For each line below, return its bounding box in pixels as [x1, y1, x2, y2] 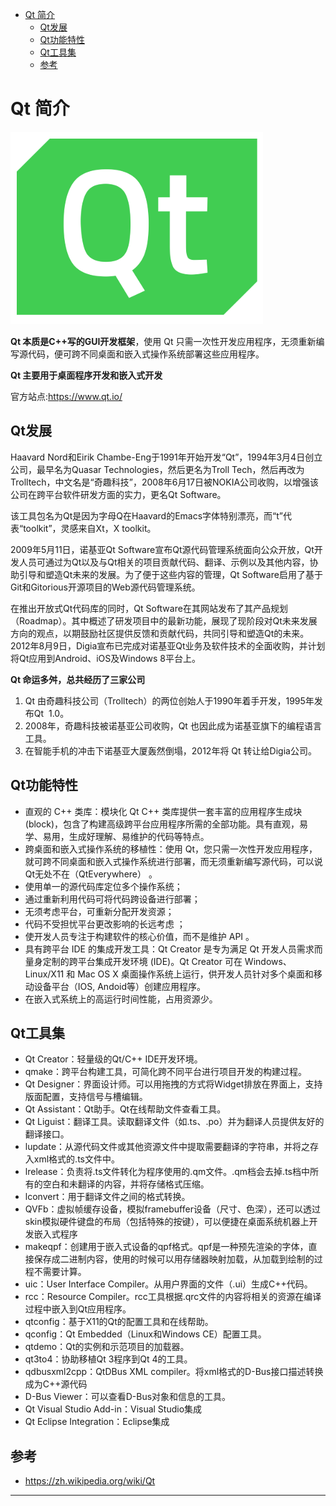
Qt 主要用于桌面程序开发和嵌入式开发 [10, 369, 163, 381]
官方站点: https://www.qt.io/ [10, 390, 123, 402]
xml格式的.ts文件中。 [33, 1153, 120, 1165]
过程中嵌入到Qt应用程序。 [24, 1303, 132, 1315]
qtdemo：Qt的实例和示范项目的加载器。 [24, 1341, 190, 1353]
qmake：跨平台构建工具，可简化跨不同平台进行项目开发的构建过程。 [24, 1066, 308, 1078]
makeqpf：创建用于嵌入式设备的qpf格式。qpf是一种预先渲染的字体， [24, 1241, 309, 1253]
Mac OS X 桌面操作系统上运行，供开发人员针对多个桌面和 [77, 968, 314, 980]
